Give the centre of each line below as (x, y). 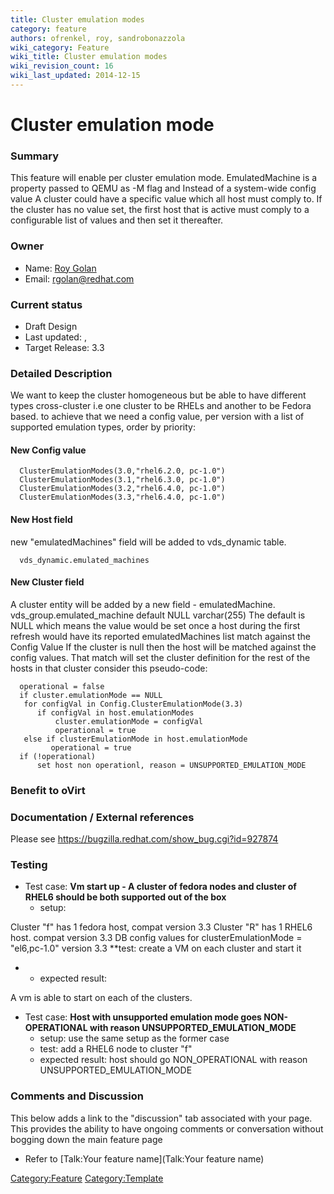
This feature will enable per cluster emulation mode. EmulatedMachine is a (164, 178)
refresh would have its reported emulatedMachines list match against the (160, 636)
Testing (29, 864)
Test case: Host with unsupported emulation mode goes (143, 1017)
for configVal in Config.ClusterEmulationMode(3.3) (133, 704)
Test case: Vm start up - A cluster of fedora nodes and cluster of (160, 887)
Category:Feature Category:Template (87, 1178)
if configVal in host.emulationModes (115, 712)
